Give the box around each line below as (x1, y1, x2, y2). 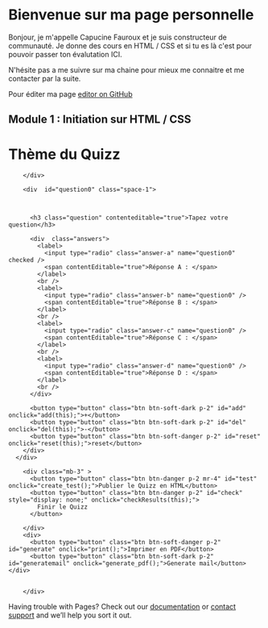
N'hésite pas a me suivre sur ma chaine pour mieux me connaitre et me (8, 64, 245, 74)
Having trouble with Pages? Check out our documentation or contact (8, 602, 236, 612)
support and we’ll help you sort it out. (8, 610, 132, 620)
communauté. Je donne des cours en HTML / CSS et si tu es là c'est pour (8, 40, 252, 50)
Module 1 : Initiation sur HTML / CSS (8, 113, 192, 127)
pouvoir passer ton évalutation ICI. (8, 49, 122, 59)
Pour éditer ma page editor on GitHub (8, 89, 133, 98)
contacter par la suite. (8, 73, 81, 83)
